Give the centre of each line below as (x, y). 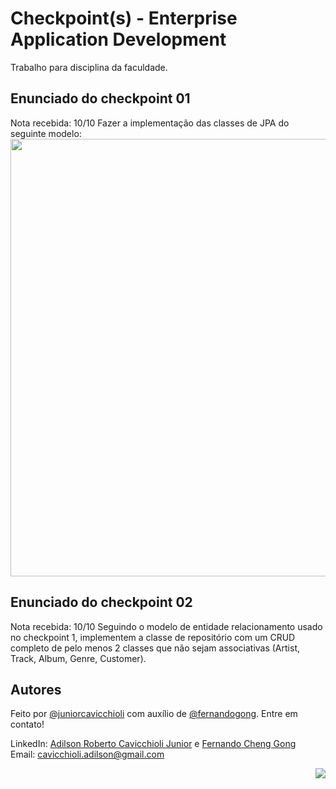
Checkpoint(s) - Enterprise (124, 18)
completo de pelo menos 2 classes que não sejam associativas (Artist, (155, 648)
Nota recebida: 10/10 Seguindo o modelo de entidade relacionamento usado (166, 626)
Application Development (118, 39)
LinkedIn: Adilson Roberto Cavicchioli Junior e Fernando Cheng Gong (153, 744)
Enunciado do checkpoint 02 (101, 602)
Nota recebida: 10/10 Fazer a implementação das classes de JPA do (150, 123)
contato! (27, 724)
